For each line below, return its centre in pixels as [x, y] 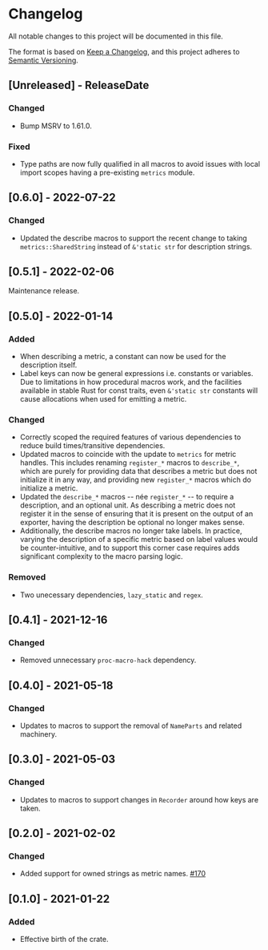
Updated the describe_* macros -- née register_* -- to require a [127, 497]
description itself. [48, 365]
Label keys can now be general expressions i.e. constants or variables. [136, 374]
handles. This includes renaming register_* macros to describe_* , [130, 463]
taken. [30, 808]
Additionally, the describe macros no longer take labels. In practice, [131, 531]
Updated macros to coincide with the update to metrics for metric [128, 455]
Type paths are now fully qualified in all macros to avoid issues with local [140, 164]
